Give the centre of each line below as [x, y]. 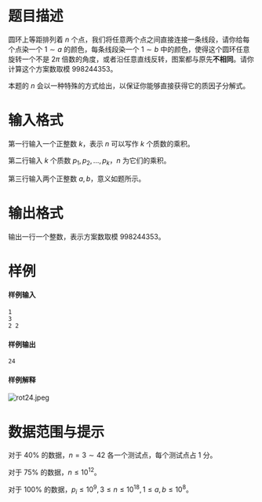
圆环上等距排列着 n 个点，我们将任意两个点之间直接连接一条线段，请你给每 [129, 39]
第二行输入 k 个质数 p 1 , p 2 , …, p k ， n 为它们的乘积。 [89, 161]
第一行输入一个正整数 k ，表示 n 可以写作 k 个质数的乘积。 [101, 143]
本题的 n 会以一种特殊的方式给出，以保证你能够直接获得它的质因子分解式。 [129, 85]
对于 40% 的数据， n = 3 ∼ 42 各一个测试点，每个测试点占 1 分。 [113, 455]
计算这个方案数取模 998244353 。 [63, 68]
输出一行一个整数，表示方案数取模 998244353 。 [87, 236]
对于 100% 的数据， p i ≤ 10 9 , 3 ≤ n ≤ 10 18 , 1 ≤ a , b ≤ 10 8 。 [101, 489]
